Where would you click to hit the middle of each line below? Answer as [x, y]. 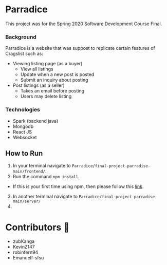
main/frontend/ [29, 172]
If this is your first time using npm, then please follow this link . [78, 186]
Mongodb [23, 126]
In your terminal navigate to [42, 166]
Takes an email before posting [52, 91]
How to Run [24, 153]
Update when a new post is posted [57, 74]
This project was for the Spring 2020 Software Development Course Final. [84, 24]
